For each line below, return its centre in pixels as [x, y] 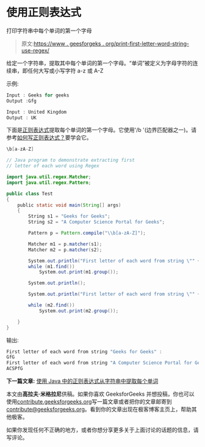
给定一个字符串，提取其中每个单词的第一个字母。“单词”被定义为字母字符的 [100, 63]
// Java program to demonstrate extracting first [71, 160]
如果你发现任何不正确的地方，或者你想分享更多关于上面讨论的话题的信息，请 [103, 430]
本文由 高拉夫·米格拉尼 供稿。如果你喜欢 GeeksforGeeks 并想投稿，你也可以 [100, 394]
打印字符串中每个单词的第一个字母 [49, 31]
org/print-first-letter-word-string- [147, 43]
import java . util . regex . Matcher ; [49, 177]
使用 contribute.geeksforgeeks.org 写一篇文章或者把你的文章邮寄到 [89, 402]
